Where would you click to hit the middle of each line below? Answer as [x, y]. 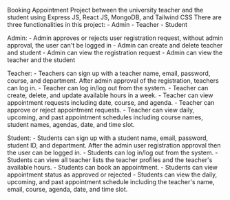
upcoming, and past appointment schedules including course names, [105, 117]
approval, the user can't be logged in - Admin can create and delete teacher [115, 45]
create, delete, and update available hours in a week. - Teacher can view [110, 95]
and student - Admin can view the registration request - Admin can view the [115, 52]
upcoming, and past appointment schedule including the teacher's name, [111, 182]
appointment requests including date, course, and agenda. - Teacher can [111, 102]
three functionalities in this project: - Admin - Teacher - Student [97, 24]
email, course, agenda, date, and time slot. [67, 189]
